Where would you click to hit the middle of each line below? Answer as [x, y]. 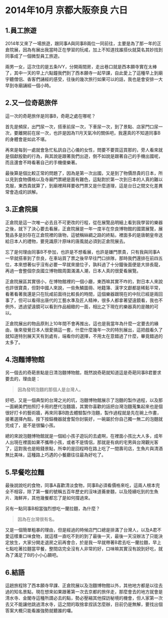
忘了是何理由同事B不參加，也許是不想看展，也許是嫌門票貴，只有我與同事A [82, 252]
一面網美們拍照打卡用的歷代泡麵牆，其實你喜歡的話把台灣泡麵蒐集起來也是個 [84, 406]
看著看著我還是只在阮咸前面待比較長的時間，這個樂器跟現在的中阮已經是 [79, 294]
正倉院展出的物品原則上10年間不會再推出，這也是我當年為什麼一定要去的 [80, 323]
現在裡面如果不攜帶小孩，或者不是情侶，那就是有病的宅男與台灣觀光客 [86, 442]
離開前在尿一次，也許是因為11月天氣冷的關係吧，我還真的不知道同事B [89, 133]
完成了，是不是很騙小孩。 [31, 426]
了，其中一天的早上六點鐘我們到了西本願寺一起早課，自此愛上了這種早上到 [82, 73]
